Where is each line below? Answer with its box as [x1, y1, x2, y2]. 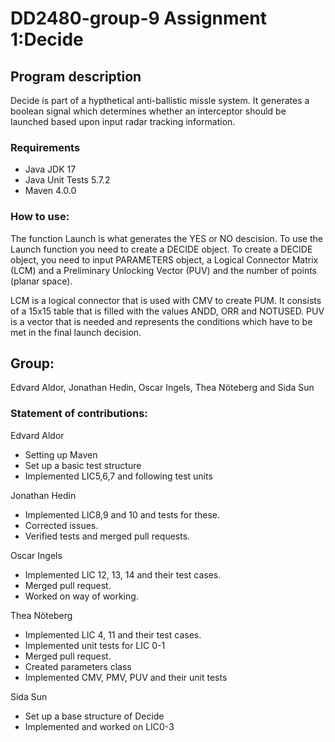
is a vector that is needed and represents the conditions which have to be [10, 315, 313, 327]
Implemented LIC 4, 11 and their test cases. [24, 628, 202, 641]
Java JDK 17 [24, 163, 77, 176]
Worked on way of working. [24, 590, 139, 602]
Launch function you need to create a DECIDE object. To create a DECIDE [10, 243, 313, 255]
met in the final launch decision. [10, 326, 142, 338]
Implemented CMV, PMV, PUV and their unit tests [24, 671, 228, 683]
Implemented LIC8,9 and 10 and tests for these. [24, 508, 221, 521]
